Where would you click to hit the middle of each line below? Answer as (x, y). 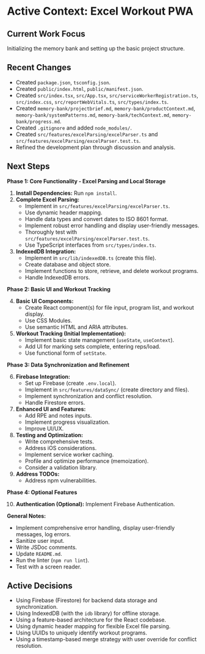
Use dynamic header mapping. (63, 213)
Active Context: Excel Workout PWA (100, 11)
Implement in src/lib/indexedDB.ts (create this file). (91, 258)
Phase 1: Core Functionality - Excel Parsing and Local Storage (86, 181)
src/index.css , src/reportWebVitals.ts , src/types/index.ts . (92, 101)
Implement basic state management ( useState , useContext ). (99, 340)
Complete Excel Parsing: (48, 199)
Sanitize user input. (40, 540)
